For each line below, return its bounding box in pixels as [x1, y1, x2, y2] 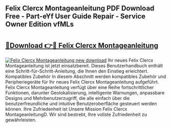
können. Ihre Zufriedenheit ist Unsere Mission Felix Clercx [5, 106, 127, 112]
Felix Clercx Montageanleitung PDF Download [5, 4, 155, 13]
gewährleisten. [5, 117, 37, 123]
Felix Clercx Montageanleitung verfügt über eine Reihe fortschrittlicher [5, 84, 154, 90]
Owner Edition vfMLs [5, 20, 74, 29]
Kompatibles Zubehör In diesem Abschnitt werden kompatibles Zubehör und [5, 73, 166, 80]
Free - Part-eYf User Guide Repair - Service [5, 12, 146, 21]
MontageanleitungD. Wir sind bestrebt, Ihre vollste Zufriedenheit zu [5, 112, 147, 117]
